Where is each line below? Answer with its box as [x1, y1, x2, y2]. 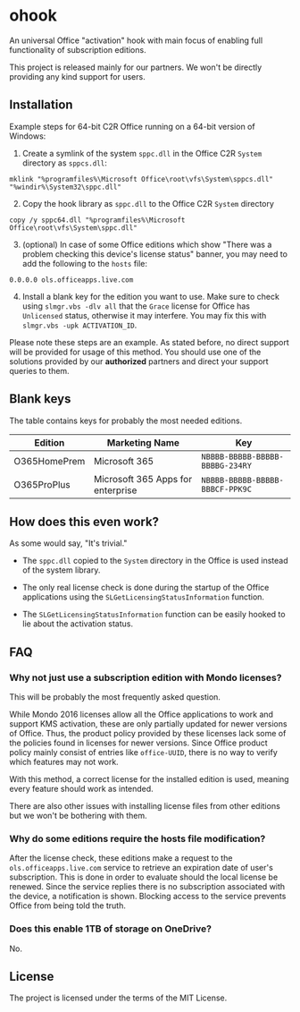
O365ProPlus [13, 478, 71, 490]
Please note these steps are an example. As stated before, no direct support [9, 336, 290, 347]
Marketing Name [106, 436, 180, 448]
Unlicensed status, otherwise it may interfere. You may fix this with [21, 310, 267, 320]
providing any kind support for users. [9, 71, 146, 81]
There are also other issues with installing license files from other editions [9, 801, 281, 812]
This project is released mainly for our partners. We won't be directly [9, 62, 262, 72]
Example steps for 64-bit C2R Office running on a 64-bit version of [9, 121, 256, 132]
